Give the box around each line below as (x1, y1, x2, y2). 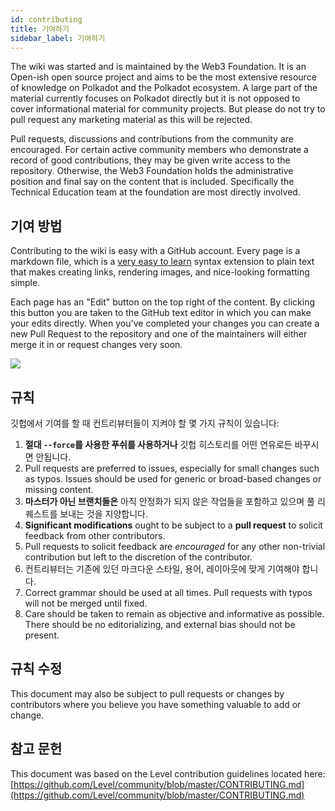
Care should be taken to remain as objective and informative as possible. (24, 608, 325, 620)
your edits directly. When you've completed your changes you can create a (10, 317, 320, 330)
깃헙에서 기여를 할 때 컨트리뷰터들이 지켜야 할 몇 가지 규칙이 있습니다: (10, 417, 280, 429)
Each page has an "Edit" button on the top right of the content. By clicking (10, 296, 316, 308)
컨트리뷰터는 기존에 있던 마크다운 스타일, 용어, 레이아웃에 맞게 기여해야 (24, 563, 300, 575)
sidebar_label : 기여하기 (10, 33, 106, 43)
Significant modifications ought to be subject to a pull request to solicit (24, 519, 323, 531)
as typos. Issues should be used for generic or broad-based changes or (24, 473, 322, 485)
